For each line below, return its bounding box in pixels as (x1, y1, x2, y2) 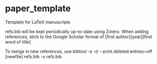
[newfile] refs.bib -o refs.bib (5, 53, 62, 59)
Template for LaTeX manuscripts (5, 19, 71, 25)
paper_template (5, 3, 71, 14)
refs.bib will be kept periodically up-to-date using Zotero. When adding (5, 28, 149, 34)
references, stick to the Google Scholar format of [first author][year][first (5, 34, 152, 40)
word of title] (5, 39, 31, 44)
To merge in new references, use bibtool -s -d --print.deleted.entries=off (5, 48, 153, 54)
